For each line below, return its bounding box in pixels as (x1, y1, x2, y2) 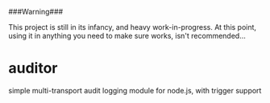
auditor (8, 60, 58, 77)
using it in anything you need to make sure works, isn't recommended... (8, 31, 246, 40)
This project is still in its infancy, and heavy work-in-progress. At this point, (8, 23, 256, 31)
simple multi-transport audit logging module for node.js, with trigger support (8, 85, 262, 95)
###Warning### (8, 7, 64, 16)
